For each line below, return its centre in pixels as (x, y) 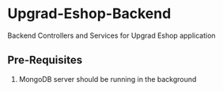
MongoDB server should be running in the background (108, 79)
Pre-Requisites (45, 60)
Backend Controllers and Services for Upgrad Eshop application (111, 35)
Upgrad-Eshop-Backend (89, 14)
